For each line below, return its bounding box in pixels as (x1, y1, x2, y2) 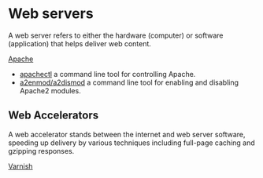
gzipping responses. (8, 146, 75, 155)
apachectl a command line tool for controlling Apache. (19, 69, 196, 78)
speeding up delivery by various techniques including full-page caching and (8, 138, 256, 147)
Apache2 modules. (19, 85, 81, 95)
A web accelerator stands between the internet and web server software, (8, 129, 246, 139)
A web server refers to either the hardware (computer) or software (8, 31, 224, 40)
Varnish (8, 162, 33, 171)
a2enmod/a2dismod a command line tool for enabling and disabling (19, 78, 239, 87)
